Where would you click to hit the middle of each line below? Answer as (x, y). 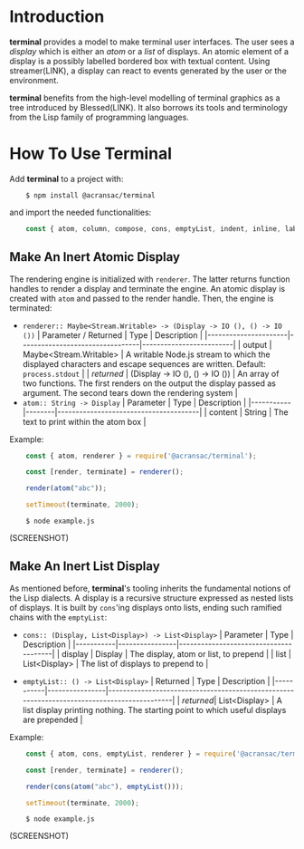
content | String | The (248, 412)
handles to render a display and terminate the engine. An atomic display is (147, 288)
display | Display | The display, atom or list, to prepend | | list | (177, 653)
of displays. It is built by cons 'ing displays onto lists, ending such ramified (146, 607)
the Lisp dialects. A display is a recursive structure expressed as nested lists (152, 598)
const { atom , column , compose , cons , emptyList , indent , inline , (153, 228)
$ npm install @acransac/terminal (90, 195)
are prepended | (52, 719)
